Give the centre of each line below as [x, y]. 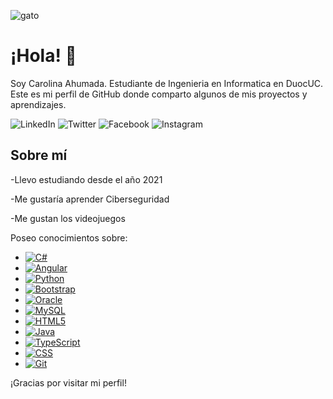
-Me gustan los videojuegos [68, 218]
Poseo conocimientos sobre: [69, 237]
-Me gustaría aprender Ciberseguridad [90, 199]
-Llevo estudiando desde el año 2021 [86, 179]
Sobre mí [39, 155]
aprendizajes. [38, 104]
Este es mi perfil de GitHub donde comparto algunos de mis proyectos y [159, 94]
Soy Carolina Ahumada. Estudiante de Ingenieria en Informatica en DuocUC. [167, 83]
